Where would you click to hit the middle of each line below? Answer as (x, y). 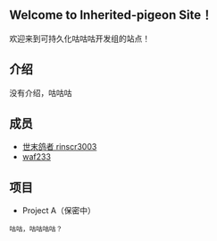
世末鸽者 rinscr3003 (59, 147)
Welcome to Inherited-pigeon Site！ (111, 15)
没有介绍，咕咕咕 (41, 92)
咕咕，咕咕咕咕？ (36, 229)
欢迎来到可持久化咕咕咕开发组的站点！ (79, 39)
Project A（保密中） (58, 211)
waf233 (37, 157)
